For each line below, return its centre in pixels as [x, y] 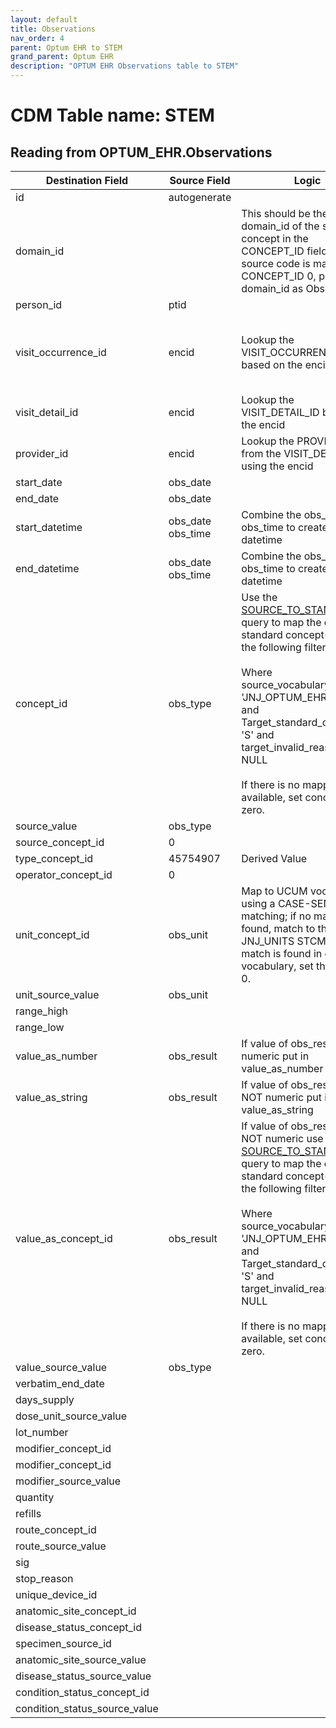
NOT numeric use [282, 1138]
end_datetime [47, 568]
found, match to [278, 928]
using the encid [277, 466]
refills [28, 1513]
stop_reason [44, 1578]
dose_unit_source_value [71, 1416]
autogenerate [200, 197]
